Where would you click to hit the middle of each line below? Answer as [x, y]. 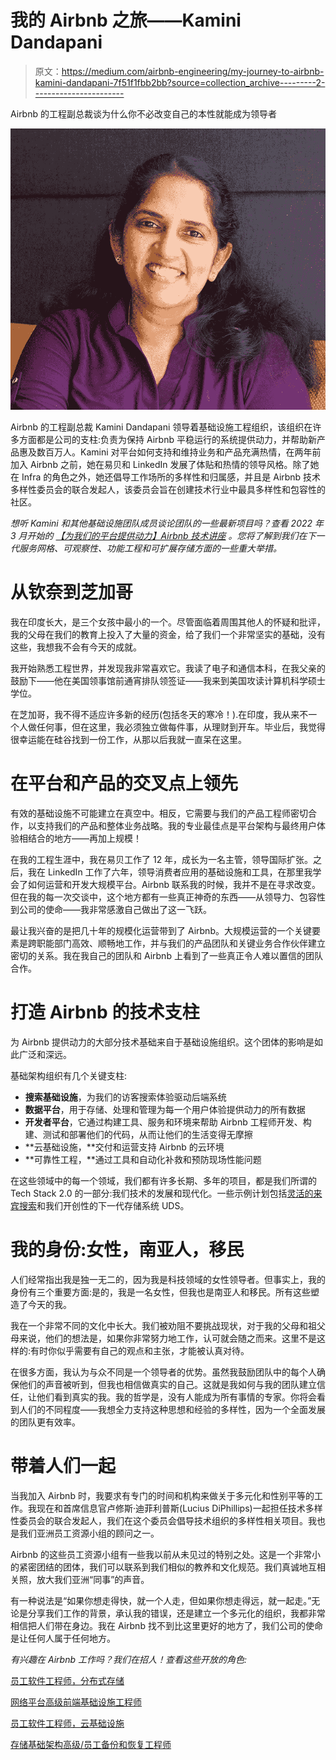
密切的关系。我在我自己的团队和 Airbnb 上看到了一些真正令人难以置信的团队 [166, 956]
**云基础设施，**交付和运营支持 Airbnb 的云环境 [124, 1147]
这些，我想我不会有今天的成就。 [76, 647]
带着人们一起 [63, 1466]
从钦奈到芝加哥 [72, 592]
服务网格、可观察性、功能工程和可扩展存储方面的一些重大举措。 [150, 548]
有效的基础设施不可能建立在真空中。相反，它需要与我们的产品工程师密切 [159, 813]
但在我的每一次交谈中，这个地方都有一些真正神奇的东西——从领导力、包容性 [168, 897]
